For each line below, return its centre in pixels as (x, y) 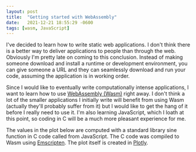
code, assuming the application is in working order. (68, 76)
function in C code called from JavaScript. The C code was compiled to (93, 137)
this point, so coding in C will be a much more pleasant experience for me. (96, 119)
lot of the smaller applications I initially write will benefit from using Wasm (95, 100)
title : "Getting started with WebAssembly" (62, 17)
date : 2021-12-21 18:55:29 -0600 (50, 22)
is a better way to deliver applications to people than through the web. (91, 51)
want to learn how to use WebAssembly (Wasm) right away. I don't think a (96, 94)
